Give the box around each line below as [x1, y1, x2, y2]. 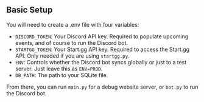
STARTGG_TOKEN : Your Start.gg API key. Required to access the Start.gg [15, 46, 190, 53]
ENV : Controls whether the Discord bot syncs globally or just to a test [15, 58, 187, 66]
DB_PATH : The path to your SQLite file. [15, 71, 108, 78]
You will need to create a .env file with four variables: [6, 21, 139, 28]
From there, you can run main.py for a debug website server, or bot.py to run [6, 83, 199, 90]
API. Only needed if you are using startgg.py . [15, 52, 130, 59]
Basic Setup [6, 5, 53, 15]
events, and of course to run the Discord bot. [15, 39, 128, 46]
